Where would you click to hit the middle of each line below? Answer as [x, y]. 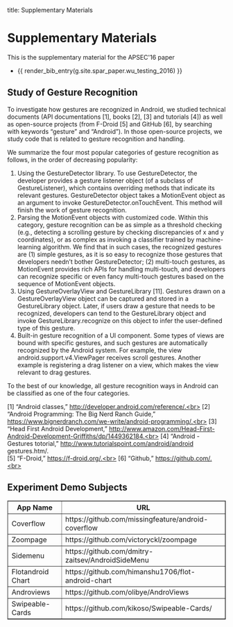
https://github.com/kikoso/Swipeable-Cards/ [138, 608]
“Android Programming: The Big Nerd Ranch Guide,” [81, 414]
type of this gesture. [46, 328]
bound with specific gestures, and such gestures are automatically [112, 342]
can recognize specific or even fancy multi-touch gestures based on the [120, 276]
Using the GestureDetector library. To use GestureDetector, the [107, 173]
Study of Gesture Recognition [72, 93]
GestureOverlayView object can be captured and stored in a [103, 299]
